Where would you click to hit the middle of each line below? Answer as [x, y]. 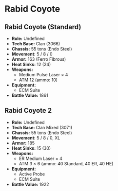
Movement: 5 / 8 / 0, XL [36, 138]
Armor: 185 [23, 143]
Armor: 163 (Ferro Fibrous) [39, 59]
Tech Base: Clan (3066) [36, 44]
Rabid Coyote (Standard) [43, 27]
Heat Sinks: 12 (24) [31, 64]
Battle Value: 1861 [30, 95]
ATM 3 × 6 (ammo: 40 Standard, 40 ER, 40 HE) [66, 163]
